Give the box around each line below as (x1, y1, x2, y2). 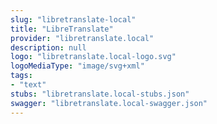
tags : (10, 71, 33, 81)
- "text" (10, 80, 47, 90)
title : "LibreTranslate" (10, 24, 114, 34)
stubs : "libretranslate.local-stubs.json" (10, 89, 190, 99)
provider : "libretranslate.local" (10, 33, 155, 43)
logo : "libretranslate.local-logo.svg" (10, 52, 177, 62)
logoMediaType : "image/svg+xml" (10, 61, 145, 71)
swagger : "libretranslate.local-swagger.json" (10, 98, 208, 108)
